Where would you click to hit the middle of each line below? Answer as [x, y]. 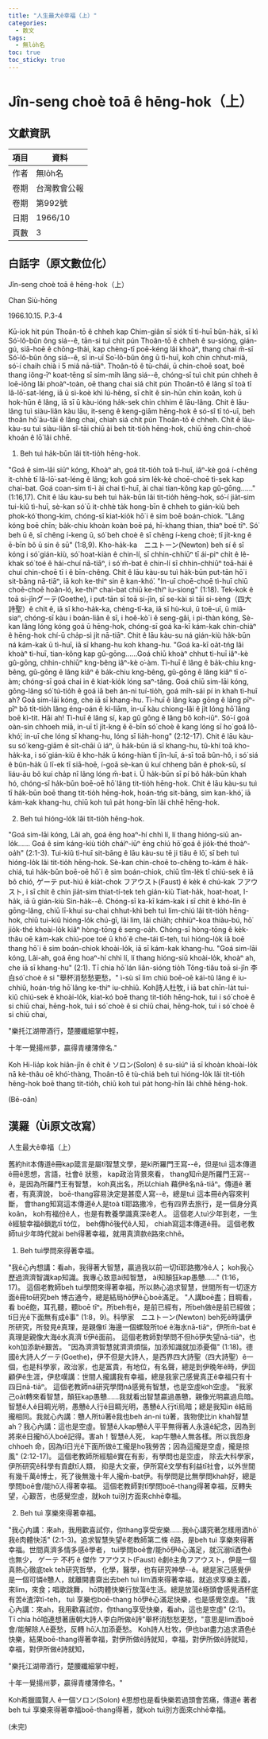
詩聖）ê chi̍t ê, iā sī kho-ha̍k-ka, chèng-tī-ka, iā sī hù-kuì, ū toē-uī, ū [119, 608]
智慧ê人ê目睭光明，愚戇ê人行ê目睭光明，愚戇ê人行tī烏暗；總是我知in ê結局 [130, 1406]
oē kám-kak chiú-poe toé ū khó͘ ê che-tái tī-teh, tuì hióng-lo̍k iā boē [134, 938]
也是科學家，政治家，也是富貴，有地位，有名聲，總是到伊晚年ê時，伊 [135, 1366]
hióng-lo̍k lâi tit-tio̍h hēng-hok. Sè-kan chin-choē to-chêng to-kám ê [120, 862]
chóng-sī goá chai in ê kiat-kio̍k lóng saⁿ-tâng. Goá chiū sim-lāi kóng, [136, 681]
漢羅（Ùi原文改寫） [56, 1126]
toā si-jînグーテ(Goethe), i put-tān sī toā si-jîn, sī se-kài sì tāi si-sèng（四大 [130, 599]
